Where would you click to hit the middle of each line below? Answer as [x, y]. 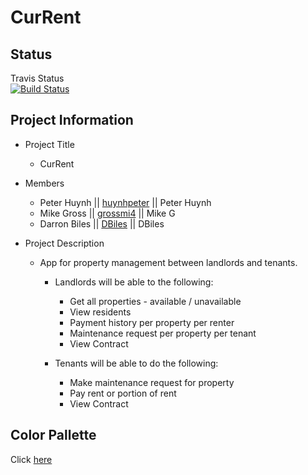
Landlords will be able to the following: [134, 282]
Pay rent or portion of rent [123, 393]
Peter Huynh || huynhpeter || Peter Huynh [125, 202]
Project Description [64, 243]
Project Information [72, 120]
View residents [100, 312]
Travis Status [37, 78]
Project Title [49, 144]
